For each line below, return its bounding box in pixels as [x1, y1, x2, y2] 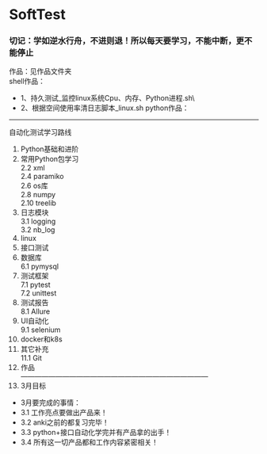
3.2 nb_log [20, 225, 55, 235]
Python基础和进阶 [20, 144, 79, 154]
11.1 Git [20, 353, 43, 363]
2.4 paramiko [20, 172, 64, 181]
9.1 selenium [20, 325, 61, 334]
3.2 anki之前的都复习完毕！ [20, 418, 109, 427]
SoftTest [9, 6, 66, 24]
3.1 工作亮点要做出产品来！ [20, 408, 108, 418]
